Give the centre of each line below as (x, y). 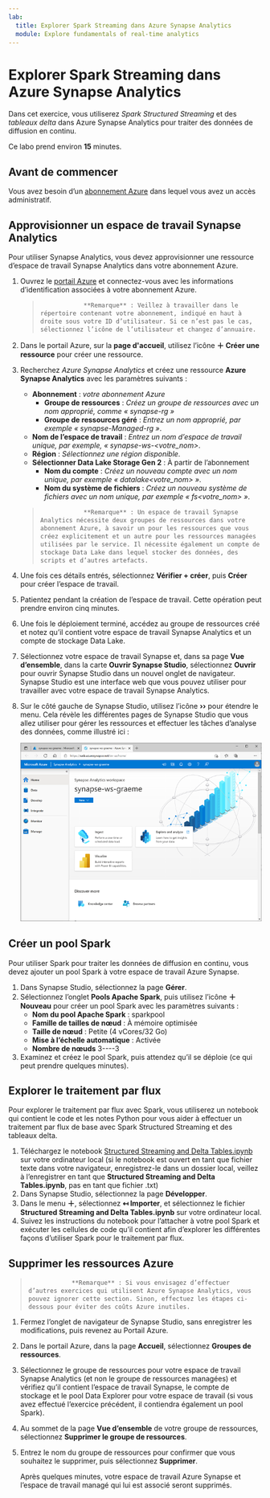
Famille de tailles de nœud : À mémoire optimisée (115, 1023)
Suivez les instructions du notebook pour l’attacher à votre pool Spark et (139, 1221)
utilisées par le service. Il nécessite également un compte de (150, 544)
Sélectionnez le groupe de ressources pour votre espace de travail (130, 1370)
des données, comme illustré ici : (75, 731)
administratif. (30, 200)
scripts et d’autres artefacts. (94, 560)
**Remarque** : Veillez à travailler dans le (161, 305)
